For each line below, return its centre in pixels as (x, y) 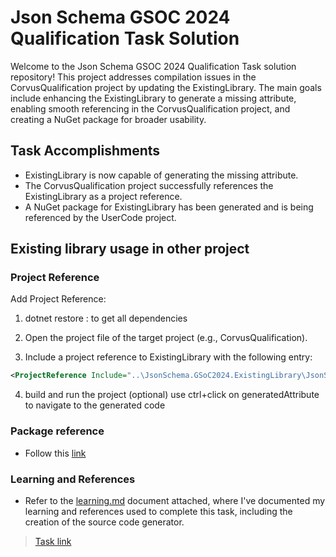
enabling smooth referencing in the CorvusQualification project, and (150, 108)
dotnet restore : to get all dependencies (106, 318)
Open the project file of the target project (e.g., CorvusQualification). (166, 338)
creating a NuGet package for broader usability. (108, 119)
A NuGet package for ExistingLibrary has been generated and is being (169, 207)
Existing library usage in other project (130, 249)
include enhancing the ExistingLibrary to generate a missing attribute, (153, 98)
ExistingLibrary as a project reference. (103, 196)
